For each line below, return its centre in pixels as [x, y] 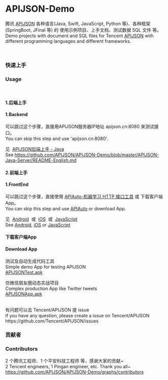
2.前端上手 [17, 172]
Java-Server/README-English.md [41, 160]
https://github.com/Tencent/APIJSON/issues [52, 321]
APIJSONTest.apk [24, 272]
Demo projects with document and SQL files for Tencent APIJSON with [79, 36]
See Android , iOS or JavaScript [38, 225]
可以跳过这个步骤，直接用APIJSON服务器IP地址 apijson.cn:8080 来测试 [80, 126]
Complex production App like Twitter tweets [51, 288]
